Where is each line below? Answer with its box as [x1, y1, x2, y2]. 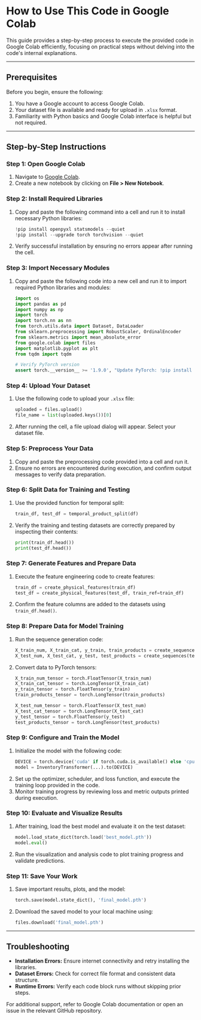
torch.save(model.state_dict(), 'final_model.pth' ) [14, 897, 147, 903]
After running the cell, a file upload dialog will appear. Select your [14, 423, 176, 430]
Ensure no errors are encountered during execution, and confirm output [14, 464, 192, 471]
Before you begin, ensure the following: [6, 88, 103, 95]
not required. [14, 118, 47, 126]
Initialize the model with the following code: [14, 747, 122, 754]
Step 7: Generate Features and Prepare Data [6, 559, 136, 568]
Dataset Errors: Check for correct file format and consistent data [14, 970, 175, 978]
